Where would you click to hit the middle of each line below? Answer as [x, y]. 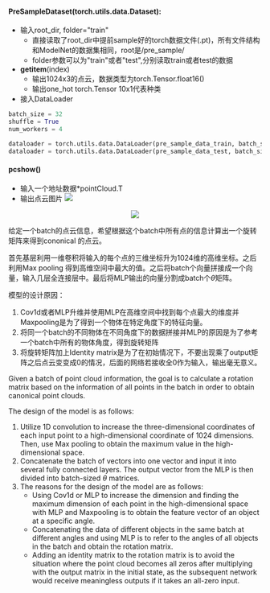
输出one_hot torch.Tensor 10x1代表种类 [96, 89]
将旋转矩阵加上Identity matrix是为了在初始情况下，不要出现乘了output [135, 352]
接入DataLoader [47, 99]
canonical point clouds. [47, 395]
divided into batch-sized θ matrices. [80, 478]
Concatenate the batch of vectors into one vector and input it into [128, 461]
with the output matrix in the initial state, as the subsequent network [144, 572]
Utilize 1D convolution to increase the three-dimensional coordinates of [137, 426]
